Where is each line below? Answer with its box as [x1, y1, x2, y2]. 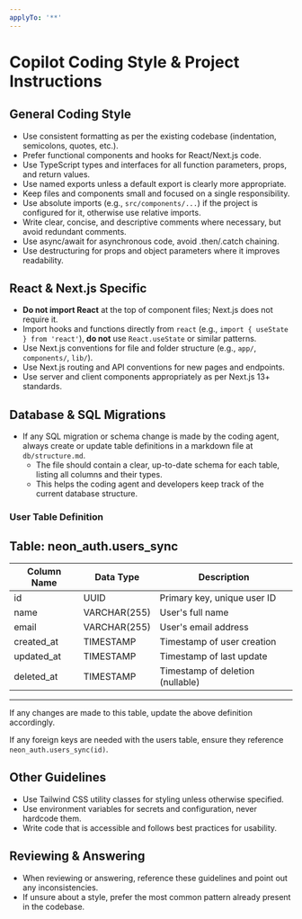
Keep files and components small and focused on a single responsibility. [22, 188, 290, 199]
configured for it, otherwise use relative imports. [22, 207, 201, 218]
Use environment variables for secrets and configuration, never [22, 803, 258, 814]
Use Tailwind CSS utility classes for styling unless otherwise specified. [22, 793, 285, 805]
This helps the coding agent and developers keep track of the [35, 478, 264, 490]
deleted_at [13, 670, 58, 683]
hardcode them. [22, 813, 82, 824]
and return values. [22, 168, 91, 180]
